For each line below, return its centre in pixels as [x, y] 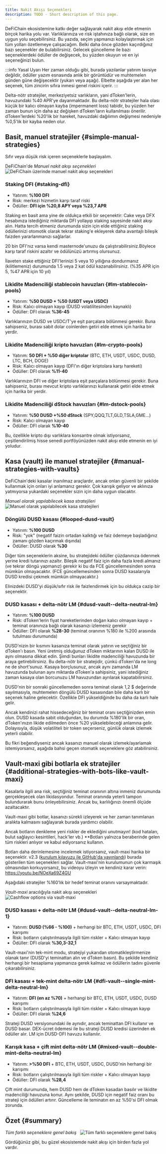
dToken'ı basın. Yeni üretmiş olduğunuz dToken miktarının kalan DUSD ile [80, 651]
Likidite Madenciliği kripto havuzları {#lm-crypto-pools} [74, 345]
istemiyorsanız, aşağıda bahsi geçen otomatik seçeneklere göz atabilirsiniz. [82, 748]
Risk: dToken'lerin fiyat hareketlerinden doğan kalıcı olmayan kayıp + [82, 620]
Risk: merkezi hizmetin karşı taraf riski [51, 200]
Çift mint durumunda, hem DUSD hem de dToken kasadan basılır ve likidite [81, 1089]
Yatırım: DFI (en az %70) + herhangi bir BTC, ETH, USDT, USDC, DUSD [84, 998]
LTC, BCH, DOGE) [30, 361]
